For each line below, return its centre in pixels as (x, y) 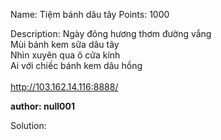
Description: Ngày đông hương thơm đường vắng (111, 33)
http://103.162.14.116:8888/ (64, 87)
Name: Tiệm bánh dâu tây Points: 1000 (90, 14)
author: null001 (42, 106)
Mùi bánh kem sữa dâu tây (65, 44)
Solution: (28, 125)
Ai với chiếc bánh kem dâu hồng (76, 65)
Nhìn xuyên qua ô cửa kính (65, 55)
